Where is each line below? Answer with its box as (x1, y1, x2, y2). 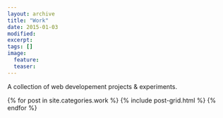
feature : (13, 57, 40, 64)
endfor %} (7, 103, 37, 112)
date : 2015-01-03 (7, 23, 59, 30)
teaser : (13, 63, 37, 70)
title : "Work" (7, 17, 49, 24)
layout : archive (7, 10, 55, 18)
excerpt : (7, 37, 33, 44)
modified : (7, 30, 37, 37)
